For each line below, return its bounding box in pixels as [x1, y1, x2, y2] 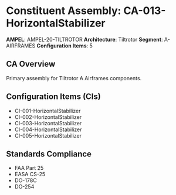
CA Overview [6, 59, 56, 69]
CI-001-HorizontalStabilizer [14, 107, 81, 114]
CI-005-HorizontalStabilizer [14, 132, 82, 139]
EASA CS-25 [14, 171, 46, 178]
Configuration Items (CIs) [6, 92, 101, 102]
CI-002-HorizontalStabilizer [14, 113, 82, 121]
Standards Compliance [6, 149, 92, 159]
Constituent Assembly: [6, 4, 121, 18]
